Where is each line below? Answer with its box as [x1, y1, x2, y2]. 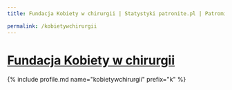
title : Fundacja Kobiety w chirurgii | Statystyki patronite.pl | [7, 10, 202, 17]
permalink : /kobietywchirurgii [7, 22, 97, 30]
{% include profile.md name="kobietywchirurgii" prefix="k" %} [7, 75, 186, 84]
